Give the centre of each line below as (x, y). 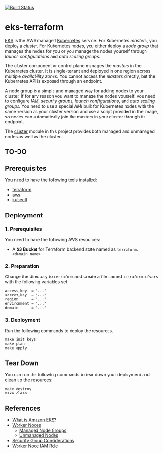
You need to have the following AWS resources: (53, 239)
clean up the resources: (29, 380)
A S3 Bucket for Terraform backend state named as (64, 249)
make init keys (20, 340)
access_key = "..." (26, 291)
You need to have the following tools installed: (51, 180)
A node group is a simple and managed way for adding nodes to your (74, 91)
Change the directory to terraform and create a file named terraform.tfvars (81, 277)
